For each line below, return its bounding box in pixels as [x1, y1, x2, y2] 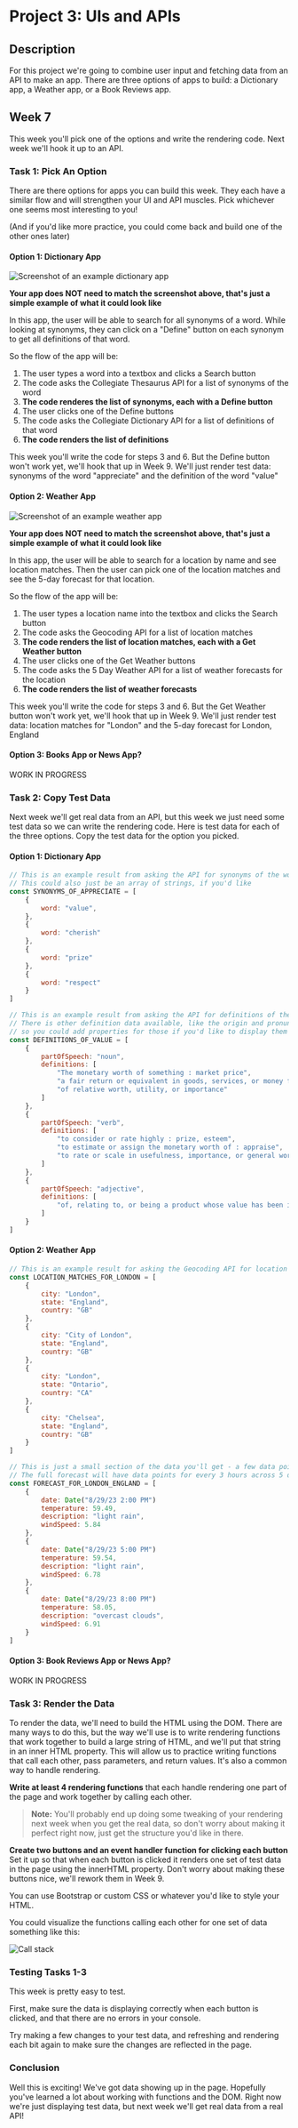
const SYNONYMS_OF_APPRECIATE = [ [9, 887, 137, 895]
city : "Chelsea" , [41, 1413, 105, 1422]
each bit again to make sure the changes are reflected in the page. [9, 2039, 253, 2051]
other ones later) [9, 231, 71, 242]
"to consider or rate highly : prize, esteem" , [56, 1135, 237, 1144]
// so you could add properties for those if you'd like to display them [9, 1027, 288, 1036]
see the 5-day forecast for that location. [9, 574, 155, 584]
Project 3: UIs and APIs [9, 6, 181, 27]
